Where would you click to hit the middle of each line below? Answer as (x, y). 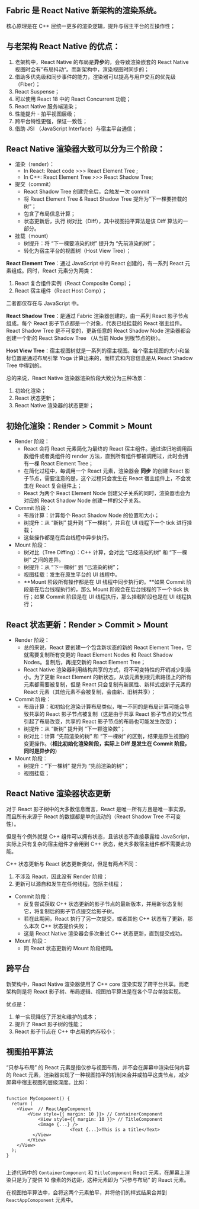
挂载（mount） (33, 236)
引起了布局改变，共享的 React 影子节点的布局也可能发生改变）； (101, 722)
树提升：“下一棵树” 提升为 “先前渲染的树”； (76, 766)
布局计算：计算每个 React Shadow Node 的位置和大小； (92, 515)
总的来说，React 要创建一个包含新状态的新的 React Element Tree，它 (108, 648)
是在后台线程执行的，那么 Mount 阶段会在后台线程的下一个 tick (105, 589)
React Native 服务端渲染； (46, 106)
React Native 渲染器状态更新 (58, 794)
